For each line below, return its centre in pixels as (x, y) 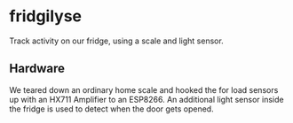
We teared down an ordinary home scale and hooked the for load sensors (144, 89)
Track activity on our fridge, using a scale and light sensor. (116, 41)
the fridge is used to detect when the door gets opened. (112, 109)
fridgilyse (46, 16)
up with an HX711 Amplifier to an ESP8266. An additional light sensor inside (146, 99)
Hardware (37, 69)
